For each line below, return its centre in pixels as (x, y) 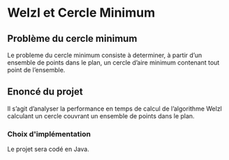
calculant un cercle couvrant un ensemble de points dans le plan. (101, 115)
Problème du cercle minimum (72, 39)
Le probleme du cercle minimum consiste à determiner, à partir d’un (105, 55)
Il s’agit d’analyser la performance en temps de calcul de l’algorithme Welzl (114, 109)
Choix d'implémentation (49, 134)
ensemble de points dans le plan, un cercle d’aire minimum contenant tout (113, 63)
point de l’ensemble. (36, 70)
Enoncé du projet (45, 92)
